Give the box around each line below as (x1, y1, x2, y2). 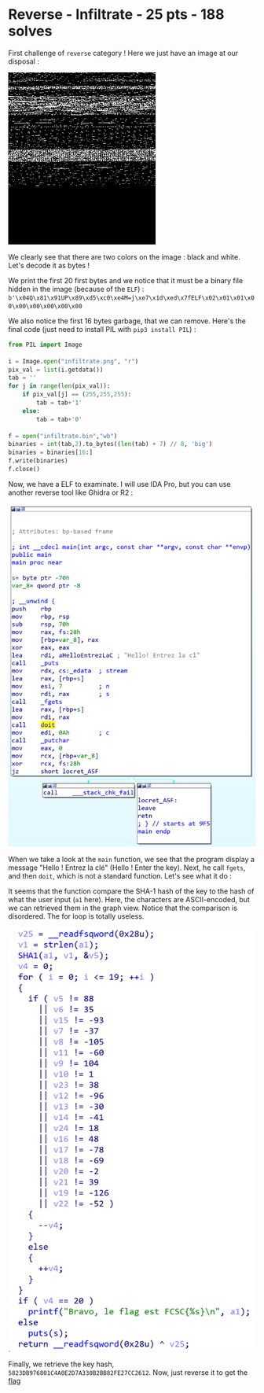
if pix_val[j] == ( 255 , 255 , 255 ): (22, 391, 132, 399)
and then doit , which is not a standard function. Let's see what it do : (8, 872, 232, 881)
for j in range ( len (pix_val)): (8, 382, 111, 390)
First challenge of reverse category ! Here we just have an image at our (8, 48, 239, 57)
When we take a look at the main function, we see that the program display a (8, 855, 255, 864)
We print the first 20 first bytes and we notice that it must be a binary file (8, 275, 244, 285)
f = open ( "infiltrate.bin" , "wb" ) (8, 432, 118, 440)
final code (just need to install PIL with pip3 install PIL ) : (8, 324, 196, 334)
